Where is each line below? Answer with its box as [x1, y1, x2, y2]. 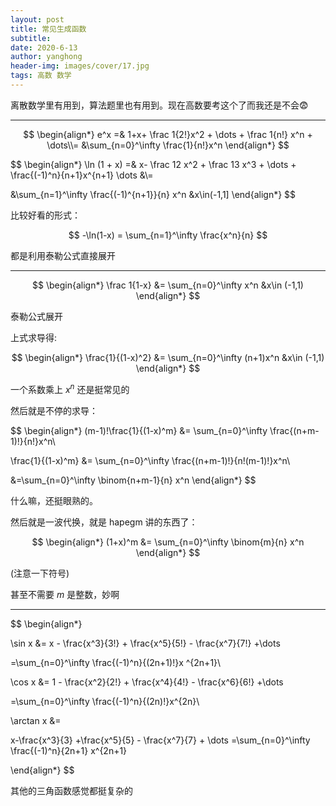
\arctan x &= [10, 714, 62, 726]
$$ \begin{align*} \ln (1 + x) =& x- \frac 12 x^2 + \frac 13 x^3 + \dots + [10, 158, 297, 170]
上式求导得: [10, 331, 58, 343]
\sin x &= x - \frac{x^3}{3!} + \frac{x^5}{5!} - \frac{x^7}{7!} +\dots [10, 637, 281, 649]
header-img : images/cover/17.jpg [10, 61, 150, 71]
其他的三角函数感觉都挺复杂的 [10, 784, 133, 796]
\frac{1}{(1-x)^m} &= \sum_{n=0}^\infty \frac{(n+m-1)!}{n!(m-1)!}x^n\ [10, 454, 291, 466]
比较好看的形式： [10, 209, 81, 221]
